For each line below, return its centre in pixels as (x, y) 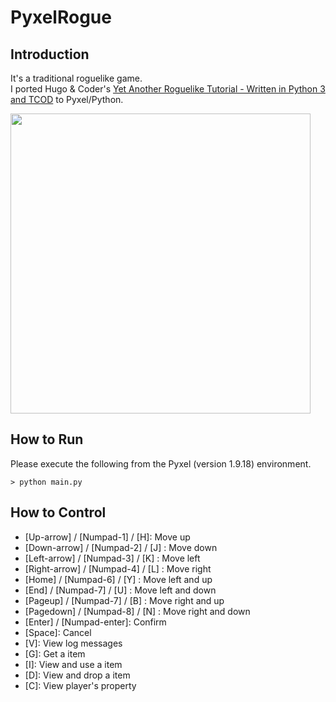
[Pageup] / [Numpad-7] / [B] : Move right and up (124, 600)
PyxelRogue (61, 17)
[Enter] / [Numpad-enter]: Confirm (95, 622)
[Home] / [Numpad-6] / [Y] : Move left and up (118, 579)
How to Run (47, 439)
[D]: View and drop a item (77, 675)
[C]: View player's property (80, 685)
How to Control (58, 512)
